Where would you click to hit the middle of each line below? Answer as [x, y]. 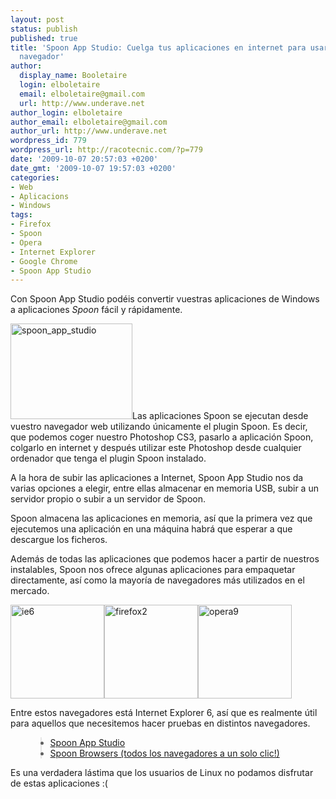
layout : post [37, 19]
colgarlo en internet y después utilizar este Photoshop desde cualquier [156, 448]
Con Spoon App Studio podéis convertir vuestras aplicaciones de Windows [165, 299]
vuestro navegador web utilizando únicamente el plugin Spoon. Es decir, [159, 427]
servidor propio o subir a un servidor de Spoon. [108, 499]
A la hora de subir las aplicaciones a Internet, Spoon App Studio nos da [157, 478]
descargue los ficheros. [59, 540]
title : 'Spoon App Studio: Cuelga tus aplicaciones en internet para [158, 47]
